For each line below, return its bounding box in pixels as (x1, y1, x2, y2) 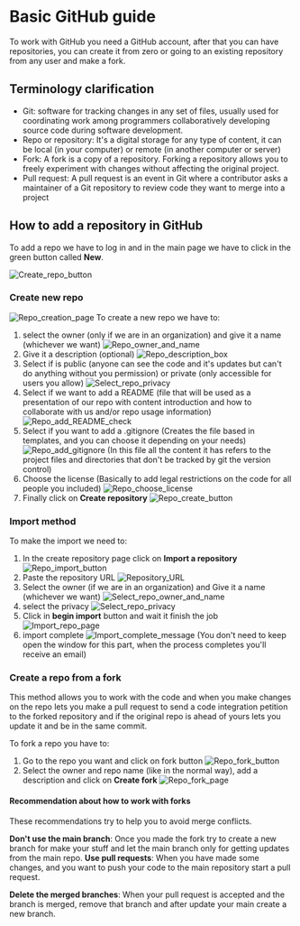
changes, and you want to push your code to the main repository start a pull (9, 862, 291, 873)
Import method (9, 514, 77, 527)
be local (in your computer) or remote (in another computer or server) (22, 144, 281, 154)
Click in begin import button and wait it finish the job (22, 611, 219, 622)
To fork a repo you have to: (9, 738, 110, 749)
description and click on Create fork (22, 774, 158, 786)
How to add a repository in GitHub (9, 218, 204, 234)
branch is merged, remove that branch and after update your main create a (9, 898, 287, 909)
